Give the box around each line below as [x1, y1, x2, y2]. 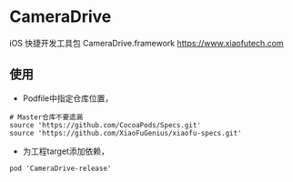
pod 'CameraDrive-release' [9, 164, 112, 173]
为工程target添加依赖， [22, 146, 109, 157]
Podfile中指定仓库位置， [22, 93, 114, 104]
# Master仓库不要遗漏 [9, 112, 84, 122]
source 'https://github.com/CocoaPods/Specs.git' [9, 120, 202, 129]
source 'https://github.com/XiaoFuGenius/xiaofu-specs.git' [9, 128, 243, 137]
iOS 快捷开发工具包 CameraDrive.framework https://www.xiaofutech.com [9, 37, 284, 48]
